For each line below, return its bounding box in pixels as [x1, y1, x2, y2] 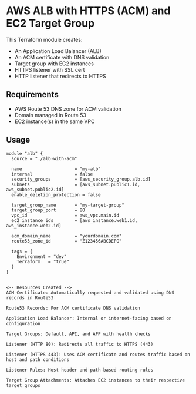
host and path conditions [6, 356, 69, 363]
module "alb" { [6, 150, 43, 157]
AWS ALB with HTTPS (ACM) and [6, 4, 171, 18]
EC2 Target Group [6, 16, 95, 30]
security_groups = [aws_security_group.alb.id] [11, 176, 151, 182]
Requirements [6, 90, 59, 100]
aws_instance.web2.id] [6, 223, 62, 229]
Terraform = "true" [16, 259, 69, 264]
